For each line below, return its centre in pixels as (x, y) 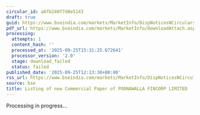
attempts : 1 (26, 39)
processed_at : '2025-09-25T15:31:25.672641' (68, 50)
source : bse (21, 84)
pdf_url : (17, 28)
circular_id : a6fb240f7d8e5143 (45, 12)
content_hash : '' (33, 45)
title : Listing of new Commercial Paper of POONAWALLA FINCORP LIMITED (97, 89)
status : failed (30, 67)
